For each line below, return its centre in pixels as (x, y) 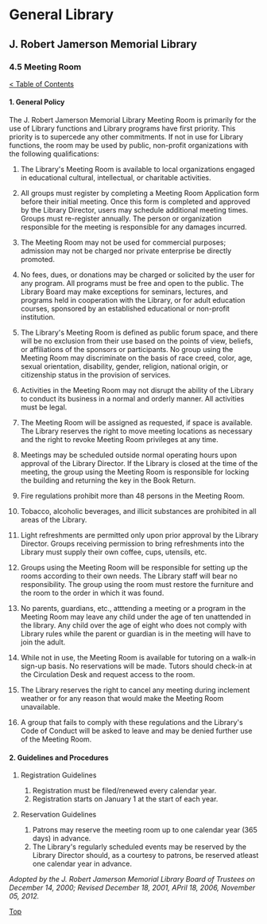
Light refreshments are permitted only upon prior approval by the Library (139, 535)
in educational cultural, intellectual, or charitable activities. (116, 178)
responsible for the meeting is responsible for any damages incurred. (133, 227)
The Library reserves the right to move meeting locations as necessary (136, 431)
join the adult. (43, 642)
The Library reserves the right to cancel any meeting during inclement (135, 690)
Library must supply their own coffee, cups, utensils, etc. (114, 552)
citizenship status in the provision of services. (96, 375)
